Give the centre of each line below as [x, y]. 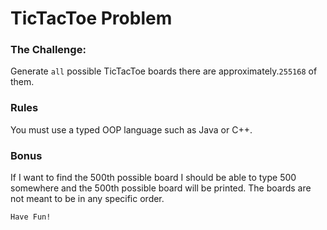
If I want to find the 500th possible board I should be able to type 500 [153, 178]
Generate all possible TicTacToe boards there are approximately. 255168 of [164, 71]
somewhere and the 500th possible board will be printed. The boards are [161, 188]
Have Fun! [31, 217]
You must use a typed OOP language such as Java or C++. [131, 129]
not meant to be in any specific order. [87, 199]
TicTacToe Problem [91, 18]
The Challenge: [48, 50]
